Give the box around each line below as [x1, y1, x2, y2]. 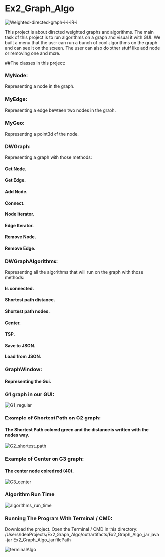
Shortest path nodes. [5, 308, 50, 314]
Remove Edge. [5, 245, 36, 251]
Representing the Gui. [5, 378, 51, 384]
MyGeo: [5, 120, 25, 127]
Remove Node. [5, 234, 36, 240]
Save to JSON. [5, 342, 36, 348]
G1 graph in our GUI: [5, 391, 55, 398]
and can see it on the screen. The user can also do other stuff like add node [5, 45, 160, 51]
